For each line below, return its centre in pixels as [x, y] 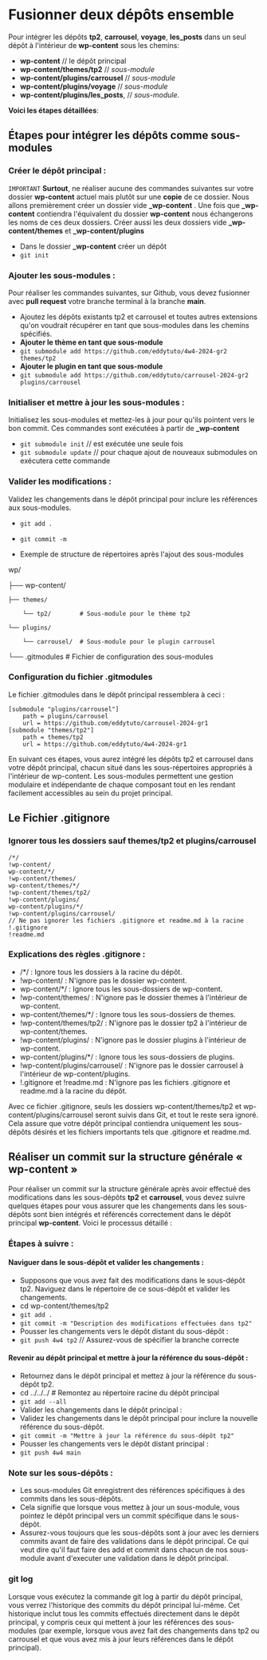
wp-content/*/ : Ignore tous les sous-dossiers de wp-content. [121, 988]
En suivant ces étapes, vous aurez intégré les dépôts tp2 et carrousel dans [131, 759]
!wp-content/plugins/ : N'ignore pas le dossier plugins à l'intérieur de [133, 1039]
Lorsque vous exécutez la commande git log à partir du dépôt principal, [126, 1596]
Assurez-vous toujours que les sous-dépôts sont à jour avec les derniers [139, 1533]
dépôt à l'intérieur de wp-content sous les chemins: [94, 45]
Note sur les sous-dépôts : [61, 1473]
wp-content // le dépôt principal [73, 61]
